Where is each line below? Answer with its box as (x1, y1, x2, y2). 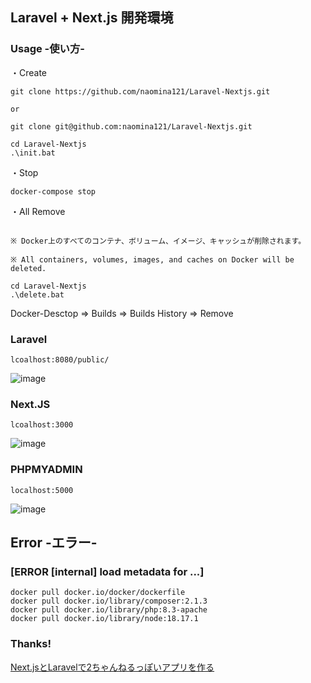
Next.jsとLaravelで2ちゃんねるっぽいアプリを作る (10, 661, 215, 673)
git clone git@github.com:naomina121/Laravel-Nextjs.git (10, 121, 253, 132)
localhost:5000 (10, 485, 74, 495)
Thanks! (10, 637, 52, 651)
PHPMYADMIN (10, 463, 83, 477)
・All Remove (10, 205, 66, 217)
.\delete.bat (10, 289, 65, 300)
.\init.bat (10, 148, 56, 158)
